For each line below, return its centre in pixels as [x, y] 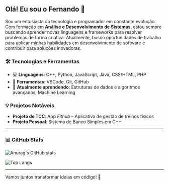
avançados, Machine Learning [44, 92]
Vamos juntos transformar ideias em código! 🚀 [53, 177]
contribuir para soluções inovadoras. [43, 48]
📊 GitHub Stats [24, 140]
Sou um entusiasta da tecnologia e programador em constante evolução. [80, 21]
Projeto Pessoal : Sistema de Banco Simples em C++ [67, 122]
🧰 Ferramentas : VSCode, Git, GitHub [51, 82]
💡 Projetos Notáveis [30, 106]
